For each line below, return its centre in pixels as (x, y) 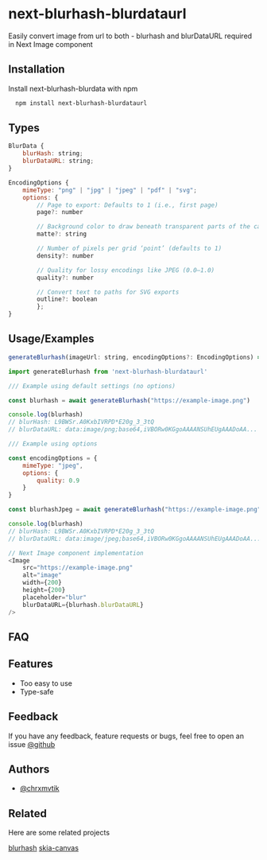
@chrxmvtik (39, 788)
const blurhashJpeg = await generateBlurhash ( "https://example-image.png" (135, 510)
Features (31, 664)
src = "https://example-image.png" (78, 568)
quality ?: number (65, 278)
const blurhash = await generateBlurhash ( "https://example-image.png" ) (129, 400)
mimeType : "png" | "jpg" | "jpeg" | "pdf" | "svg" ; (110, 190)
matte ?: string (62, 234)
